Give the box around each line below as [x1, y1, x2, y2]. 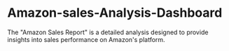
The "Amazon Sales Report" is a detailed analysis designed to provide [7, 28, 209, 36]
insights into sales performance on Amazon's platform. [7, 35, 166, 43]
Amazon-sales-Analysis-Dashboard [7, 5, 223, 21]
